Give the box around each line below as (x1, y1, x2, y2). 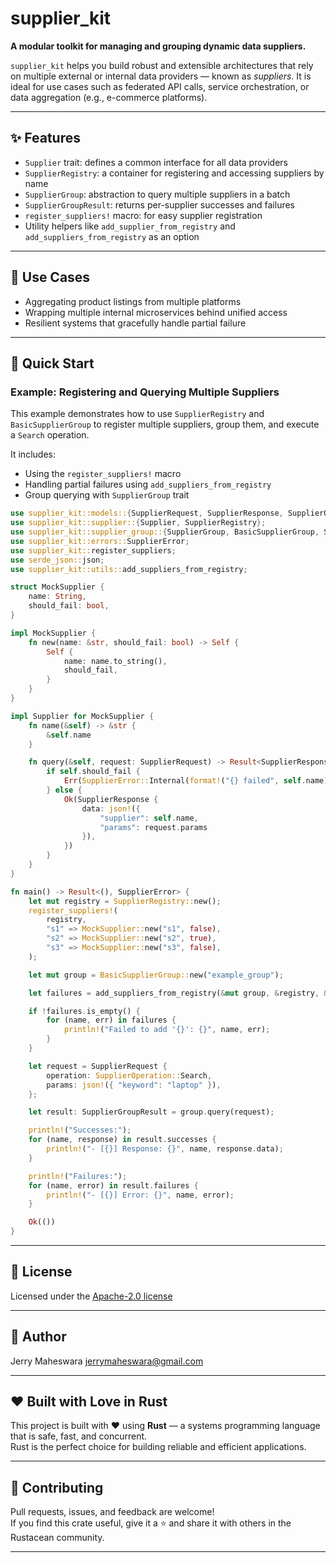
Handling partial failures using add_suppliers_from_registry (24, 478, 272, 491)
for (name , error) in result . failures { (28, 1180, 199, 1191)
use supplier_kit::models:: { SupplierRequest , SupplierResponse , (10, 508, 284, 519)
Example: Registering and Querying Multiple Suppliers (10, 385, 280, 399)
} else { (46, 785, 83, 795)
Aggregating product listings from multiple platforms (24, 295, 242, 307)
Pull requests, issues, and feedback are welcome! (10, 1506, 215, 1518)
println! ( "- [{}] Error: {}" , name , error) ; (46, 1190, 235, 1200)
